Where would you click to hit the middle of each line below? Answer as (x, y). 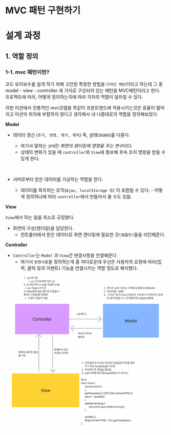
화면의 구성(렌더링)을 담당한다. (43, 228)
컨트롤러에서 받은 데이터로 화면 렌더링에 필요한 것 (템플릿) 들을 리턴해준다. (93, 235)
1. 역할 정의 (22, 56)
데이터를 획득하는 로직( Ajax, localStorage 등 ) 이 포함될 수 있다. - (87, 190)
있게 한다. (30, 158)
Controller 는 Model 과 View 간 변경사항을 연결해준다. (65, 256)
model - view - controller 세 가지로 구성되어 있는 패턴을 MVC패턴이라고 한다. (83, 90)
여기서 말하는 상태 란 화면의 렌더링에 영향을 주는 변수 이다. (77, 146)
